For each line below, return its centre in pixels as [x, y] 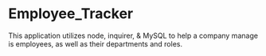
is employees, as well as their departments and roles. [96, 43]
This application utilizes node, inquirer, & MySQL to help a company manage [133, 35]
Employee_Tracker [71, 14]
